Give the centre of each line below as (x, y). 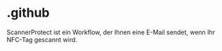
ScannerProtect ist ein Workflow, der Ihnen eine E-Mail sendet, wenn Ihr (111, 32)
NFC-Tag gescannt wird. (42, 39)
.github (28, 13)
